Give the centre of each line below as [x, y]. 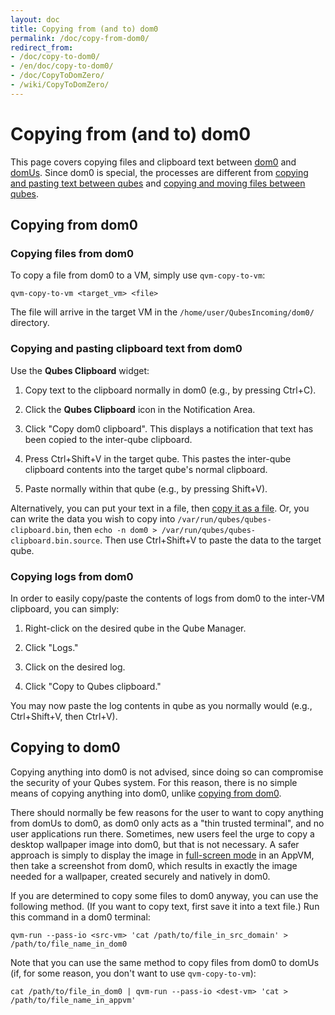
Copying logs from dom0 [72, 576]
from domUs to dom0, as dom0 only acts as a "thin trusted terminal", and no [167, 823]
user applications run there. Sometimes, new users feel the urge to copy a [162, 833]
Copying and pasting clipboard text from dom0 [126, 349]
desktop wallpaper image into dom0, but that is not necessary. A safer [155, 844]
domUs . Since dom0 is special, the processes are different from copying [159, 172]
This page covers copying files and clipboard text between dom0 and [153, 162]
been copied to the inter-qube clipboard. [108, 439]
